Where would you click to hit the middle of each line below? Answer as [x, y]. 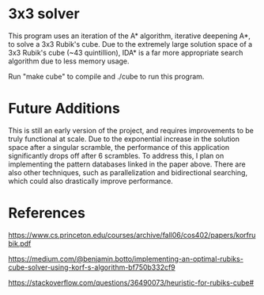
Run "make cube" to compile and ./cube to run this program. [106, 76]
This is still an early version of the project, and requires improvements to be [131, 130]
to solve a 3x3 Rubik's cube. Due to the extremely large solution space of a [130, 44]
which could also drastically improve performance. [91, 181]
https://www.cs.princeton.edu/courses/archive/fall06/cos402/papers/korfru [132, 235]
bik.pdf [20, 243]
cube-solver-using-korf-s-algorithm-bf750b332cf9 [92, 267]
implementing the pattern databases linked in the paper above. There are [127, 164]
